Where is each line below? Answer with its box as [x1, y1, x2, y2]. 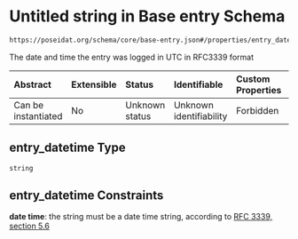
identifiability [173, 109, 228, 122]
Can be [13, 99, 44, 111]
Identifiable [173, 78, 223, 91]
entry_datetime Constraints [9, 188, 164, 203]
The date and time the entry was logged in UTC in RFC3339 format [9, 52, 255, 62]
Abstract [13, 78, 51, 91]
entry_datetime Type [9, 140, 126, 155]
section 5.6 [9, 220, 51, 232]
